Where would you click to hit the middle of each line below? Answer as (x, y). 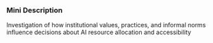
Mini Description (35, 10)
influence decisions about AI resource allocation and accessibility (99, 32)
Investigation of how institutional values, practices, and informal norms (106, 25)
